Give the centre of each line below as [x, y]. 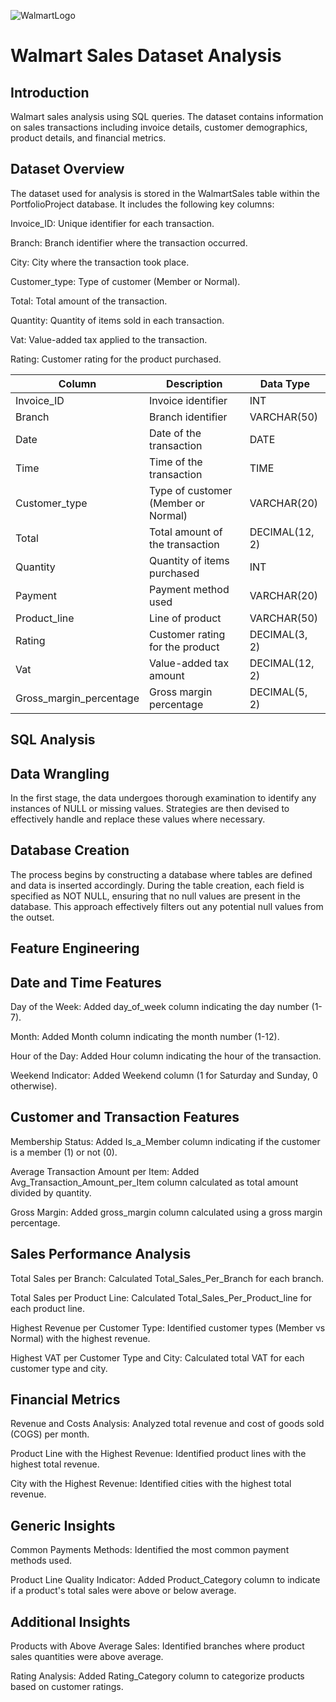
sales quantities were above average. [87, 1657]
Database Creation [70, 850]
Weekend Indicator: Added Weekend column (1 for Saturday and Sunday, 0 [164, 1076]
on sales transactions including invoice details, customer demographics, [159, 127]
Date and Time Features [86, 982]
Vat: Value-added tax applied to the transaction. [109, 339]
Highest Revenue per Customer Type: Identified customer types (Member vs [168, 1327]
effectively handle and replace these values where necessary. [138, 819]
